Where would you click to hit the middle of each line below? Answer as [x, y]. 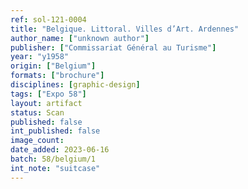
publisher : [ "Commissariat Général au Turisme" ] [113, 47]
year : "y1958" [40, 57]
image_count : [37, 141]
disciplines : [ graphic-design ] [75, 85]
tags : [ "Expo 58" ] [48, 94]
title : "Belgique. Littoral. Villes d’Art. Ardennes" [125, 29]
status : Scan [37, 112]
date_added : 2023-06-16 [60, 150]
